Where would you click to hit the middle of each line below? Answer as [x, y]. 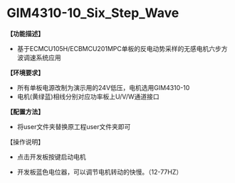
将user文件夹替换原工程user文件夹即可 [74, 126]
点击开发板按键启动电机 [51, 157]
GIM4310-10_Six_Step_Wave [93, 13]
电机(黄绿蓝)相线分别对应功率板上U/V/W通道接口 [88, 96]
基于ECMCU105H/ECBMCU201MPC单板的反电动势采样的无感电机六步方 [122, 48]
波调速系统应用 [39, 57]
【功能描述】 [25, 33]
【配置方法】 [25, 111]
